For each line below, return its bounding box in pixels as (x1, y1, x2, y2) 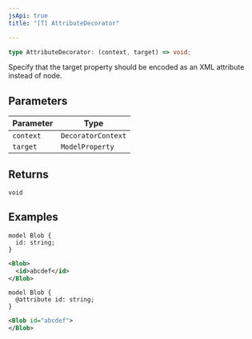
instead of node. (8, 71, 62, 81)
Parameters (8, 94, 68, 108)
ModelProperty (60, 142, 114, 152)
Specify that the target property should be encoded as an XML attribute (8, 62, 245, 72)
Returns (8, 167, 50, 181)
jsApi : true (8, 11, 48, 20)
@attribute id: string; (15, 296, 94, 304)
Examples (8, 210, 58, 224)
